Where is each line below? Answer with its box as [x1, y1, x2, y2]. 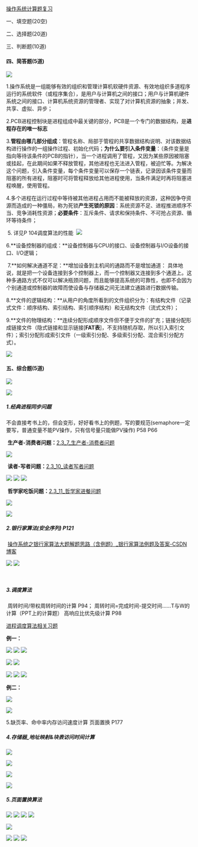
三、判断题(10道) [6, 43, 47, 50]
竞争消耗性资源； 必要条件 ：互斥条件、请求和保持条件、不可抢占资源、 [16, 210, 187, 217]
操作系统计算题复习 [6, 5, 53, 12]
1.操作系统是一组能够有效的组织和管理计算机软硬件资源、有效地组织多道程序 [6, 83, 190, 90]
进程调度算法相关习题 [6, 622, 58, 629]
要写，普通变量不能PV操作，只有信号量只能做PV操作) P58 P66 [6, 427, 158, 434]
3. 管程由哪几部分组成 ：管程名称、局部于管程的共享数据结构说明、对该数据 [6, 138, 187, 145]
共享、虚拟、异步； [6, 105, 53, 112]
